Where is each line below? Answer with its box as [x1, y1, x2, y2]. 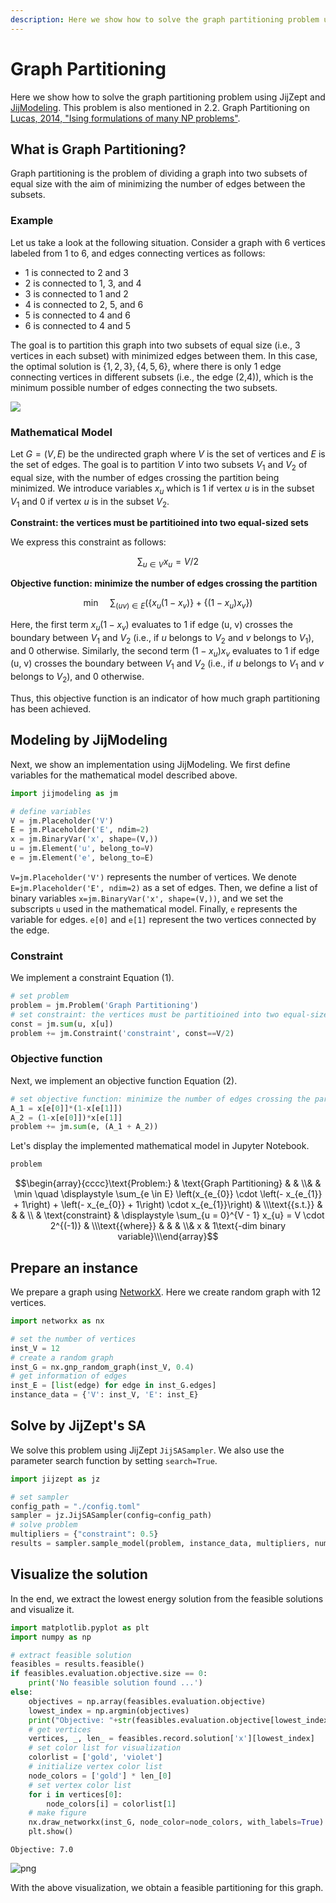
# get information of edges [10, 1371, 128, 1381]
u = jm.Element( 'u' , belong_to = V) [10, 844, 155, 854]
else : [10, 1687, 33, 1698]
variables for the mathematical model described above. [10, 769, 238, 781]
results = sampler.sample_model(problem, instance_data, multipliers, [10, 1539, 311, 1549]
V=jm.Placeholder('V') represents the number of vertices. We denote [10, 871, 298, 883]
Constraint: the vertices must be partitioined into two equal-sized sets [10, 517, 309, 529]
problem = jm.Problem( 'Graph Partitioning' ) [10, 1001, 199, 1011]
